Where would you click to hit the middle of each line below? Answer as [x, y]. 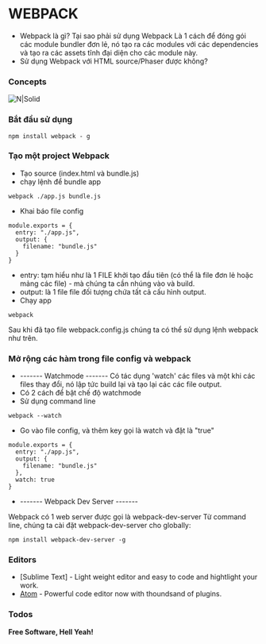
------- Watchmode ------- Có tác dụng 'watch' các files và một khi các [137, 376]
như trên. [23, 337]
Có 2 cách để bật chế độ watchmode [80, 393]
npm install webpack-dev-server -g [67, 540]
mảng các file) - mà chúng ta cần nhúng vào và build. [107, 283]
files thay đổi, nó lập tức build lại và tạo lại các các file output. [121, 384]
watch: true [35, 480]
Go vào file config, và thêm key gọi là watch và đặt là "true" [117, 430]
